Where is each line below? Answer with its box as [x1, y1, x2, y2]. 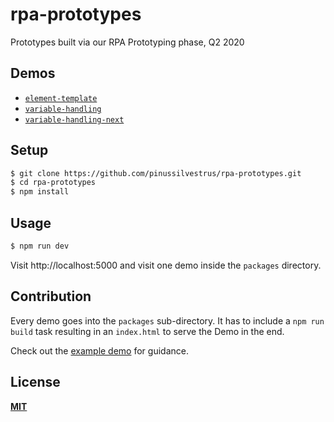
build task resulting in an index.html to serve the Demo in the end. [10, 325, 285, 337]
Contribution [10, 288, 92, 305]
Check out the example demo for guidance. [10, 344, 189, 357]
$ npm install [10, 187, 70, 197]
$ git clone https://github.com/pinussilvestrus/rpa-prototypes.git [10, 168, 302, 178]
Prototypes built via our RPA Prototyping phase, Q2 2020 [10, 36, 245, 48]
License [10, 374, 61, 391]
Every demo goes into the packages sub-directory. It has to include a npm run [10, 314, 325, 327]
